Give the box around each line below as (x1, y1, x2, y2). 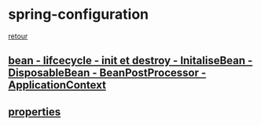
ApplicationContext (8, 78, 106, 92)
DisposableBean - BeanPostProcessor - (8, 67, 207, 80)
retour (8, 31, 28, 41)
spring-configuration (8, 5, 149, 23)
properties (8, 105, 61, 118)
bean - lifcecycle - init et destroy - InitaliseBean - (8, 54, 253, 67)
